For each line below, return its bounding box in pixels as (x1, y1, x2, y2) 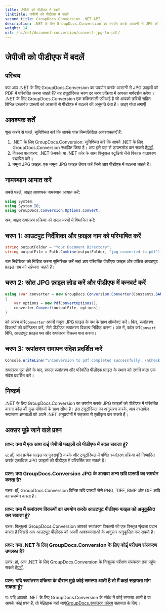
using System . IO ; (5, 203, 41, 208)
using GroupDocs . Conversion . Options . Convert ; (5, 208, 100, 213)
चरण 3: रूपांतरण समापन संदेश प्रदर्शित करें (5, 345, 103, 353)
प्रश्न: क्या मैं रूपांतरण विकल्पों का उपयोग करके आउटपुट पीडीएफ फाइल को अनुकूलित (5, 506, 156, 513)
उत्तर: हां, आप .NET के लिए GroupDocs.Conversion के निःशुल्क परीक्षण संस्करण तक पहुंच (5, 559, 156, 565)
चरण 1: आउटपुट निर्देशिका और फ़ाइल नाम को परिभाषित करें (5, 232, 141, 240)
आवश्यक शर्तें (5, 116, 35, 124)
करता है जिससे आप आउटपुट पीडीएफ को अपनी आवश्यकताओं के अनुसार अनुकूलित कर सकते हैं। (5, 529, 156, 535)
